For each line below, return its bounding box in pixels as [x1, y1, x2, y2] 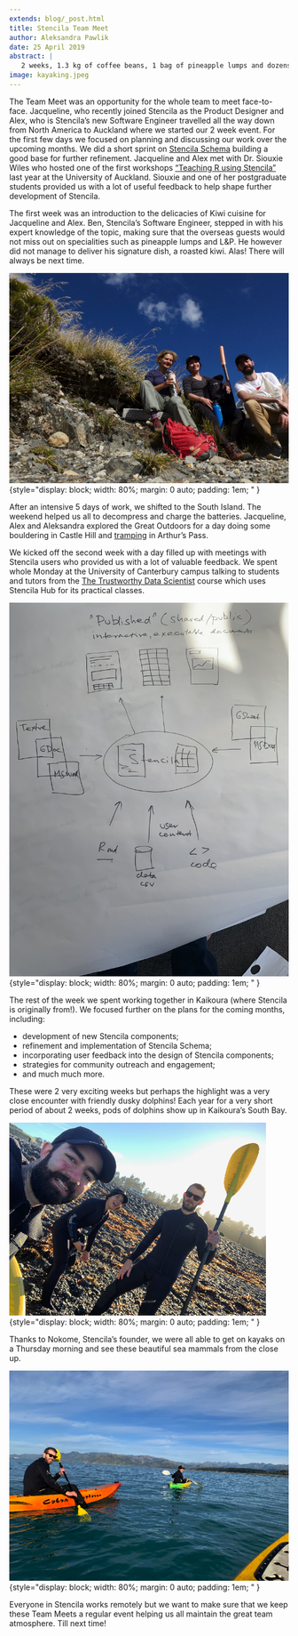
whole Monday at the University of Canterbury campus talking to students [9, 566, 280, 576]
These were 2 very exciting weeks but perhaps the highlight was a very [9, 1085, 271, 1096]
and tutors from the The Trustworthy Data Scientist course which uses [9, 575, 266, 586]
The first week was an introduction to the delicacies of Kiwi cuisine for [9, 207, 266, 218]
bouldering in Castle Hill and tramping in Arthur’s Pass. [9, 529, 208, 540]
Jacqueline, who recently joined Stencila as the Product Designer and [29, 105, 284, 116]
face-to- [242, 96, 273, 107]
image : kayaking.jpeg [9, 71, 90, 80]
